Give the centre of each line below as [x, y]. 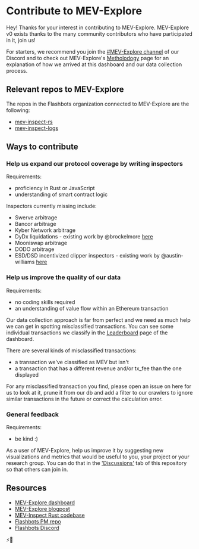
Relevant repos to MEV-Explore [65, 90]
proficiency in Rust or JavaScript [55, 188]
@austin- [172, 256]
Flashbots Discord [37, 528]
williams [25, 262]
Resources [26, 488]
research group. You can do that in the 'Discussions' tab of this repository [97, 463]
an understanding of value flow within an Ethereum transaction [91, 308]
